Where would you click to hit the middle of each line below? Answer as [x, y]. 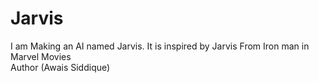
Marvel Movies [41, 56]
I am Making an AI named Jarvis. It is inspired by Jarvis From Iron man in [160, 46]
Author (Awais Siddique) [60, 67]
